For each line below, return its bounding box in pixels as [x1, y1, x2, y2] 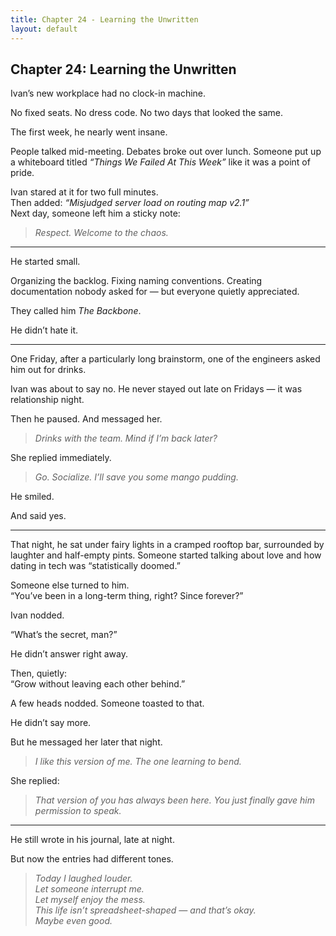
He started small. [10, 256, 81, 268]
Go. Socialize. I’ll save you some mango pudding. [34, 471, 239, 483]
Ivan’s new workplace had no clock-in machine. [10, 87, 207, 100]
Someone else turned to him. [10, 579, 130, 591]
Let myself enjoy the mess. [34, 894, 146, 906]
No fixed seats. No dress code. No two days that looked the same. [10, 107, 284, 119]
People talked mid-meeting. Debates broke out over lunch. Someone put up [10, 146, 322, 158]
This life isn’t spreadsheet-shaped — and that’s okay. [34, 904, 257, 916]
